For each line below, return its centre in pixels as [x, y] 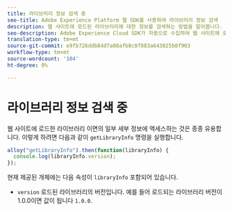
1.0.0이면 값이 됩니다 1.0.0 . [54, 201]
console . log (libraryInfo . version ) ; [65, 157]
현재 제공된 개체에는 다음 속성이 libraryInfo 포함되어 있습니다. [93, 177]
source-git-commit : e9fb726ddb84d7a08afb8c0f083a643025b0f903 [99, 46]
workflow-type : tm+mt [38, 53]
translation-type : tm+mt [43, 40]
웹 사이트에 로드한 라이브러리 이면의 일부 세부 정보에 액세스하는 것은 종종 [105, 128]
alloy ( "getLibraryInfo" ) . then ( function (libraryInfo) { [88, 150]
